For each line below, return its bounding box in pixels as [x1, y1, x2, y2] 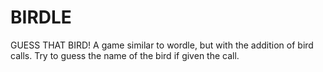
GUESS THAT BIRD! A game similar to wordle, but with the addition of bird [10, 39, 314, 51]
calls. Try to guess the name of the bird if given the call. [10, 49, 240, 61]
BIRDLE [10, 6, 72, 29]
